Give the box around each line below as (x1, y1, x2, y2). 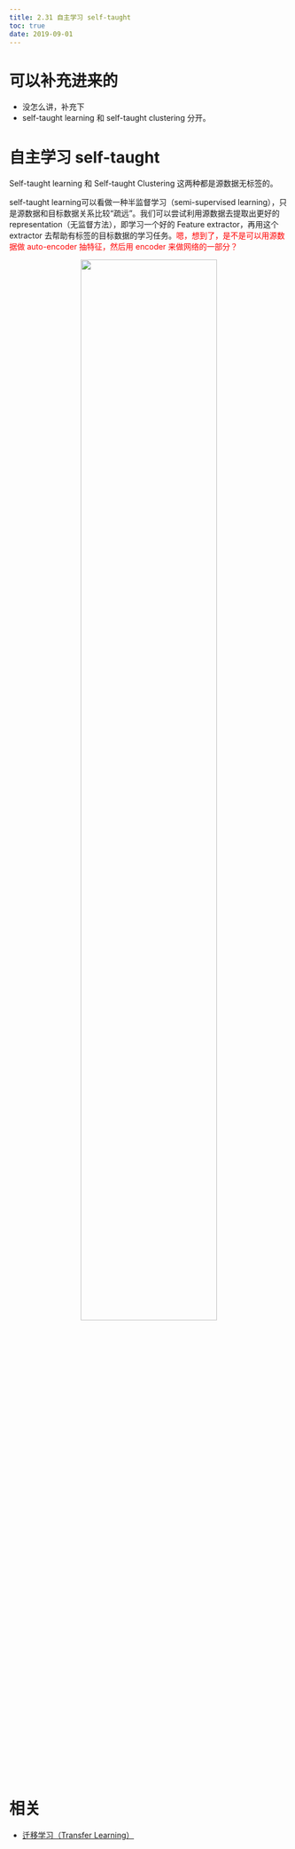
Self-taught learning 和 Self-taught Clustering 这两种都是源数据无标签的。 (9, 179, 278, 189)
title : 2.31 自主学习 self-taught (9, 12, 131, 22)
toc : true (9, 21, 46, 30)
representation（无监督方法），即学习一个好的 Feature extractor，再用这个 (9, 219, 279, 230)
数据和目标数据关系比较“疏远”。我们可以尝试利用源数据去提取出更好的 (24, 208, 281, 218)
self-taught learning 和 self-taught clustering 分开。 (21, 113, 211, 123)
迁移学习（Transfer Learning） (21, 1830, 135, 1841)
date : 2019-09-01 (9, 29, 74, 38)
